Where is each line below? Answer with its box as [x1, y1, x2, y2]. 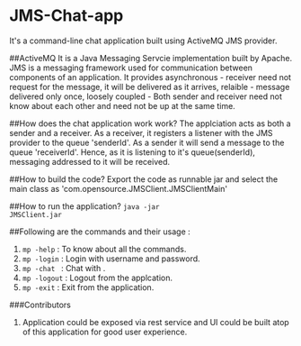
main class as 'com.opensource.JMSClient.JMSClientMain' [9, 183, 227, 194]
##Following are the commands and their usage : [9, 226, 190, 237]
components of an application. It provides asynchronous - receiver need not [9, 71, 292, 82]
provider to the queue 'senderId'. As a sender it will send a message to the [9, 137, 285, 148]
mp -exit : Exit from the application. [22, 281, 155, 293]
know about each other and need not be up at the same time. [9, 100, 235, 111]
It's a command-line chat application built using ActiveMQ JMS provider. [9, 35, 278, 46]
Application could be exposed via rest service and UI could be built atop [22, 316, 289, 327]
